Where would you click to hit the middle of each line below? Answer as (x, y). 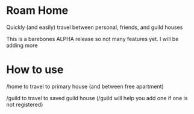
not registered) (25, 104)
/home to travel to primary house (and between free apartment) (85, 86)
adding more (22, 45)
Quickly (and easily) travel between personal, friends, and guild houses (95, 27)
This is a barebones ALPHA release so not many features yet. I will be (92, 39)
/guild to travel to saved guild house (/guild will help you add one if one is (97, 98)
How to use (35, 70)
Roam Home (37, 11)
